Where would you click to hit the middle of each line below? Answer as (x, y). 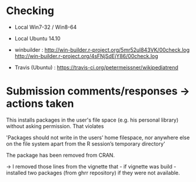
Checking (30, 11)
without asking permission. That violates (55, 126)
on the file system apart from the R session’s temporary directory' (86, 144)
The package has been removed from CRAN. (60, 155)
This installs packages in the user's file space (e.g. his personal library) (92, 120)
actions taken (40, 104)
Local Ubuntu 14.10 (37, 38)
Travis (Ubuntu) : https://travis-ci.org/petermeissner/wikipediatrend (96, 67)
